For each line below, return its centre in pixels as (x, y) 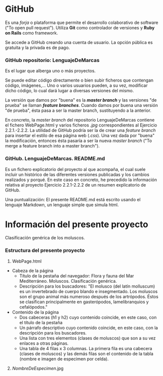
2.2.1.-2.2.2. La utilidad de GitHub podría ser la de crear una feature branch (80, 130)
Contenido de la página (36, 312)
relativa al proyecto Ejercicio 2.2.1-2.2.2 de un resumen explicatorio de (76, 185)
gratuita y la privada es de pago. (37, 47)
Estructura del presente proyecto (45, 251)
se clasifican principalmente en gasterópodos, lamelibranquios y (84, 302)
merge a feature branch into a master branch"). (52, 146)
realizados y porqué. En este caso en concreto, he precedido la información (81, 180)
